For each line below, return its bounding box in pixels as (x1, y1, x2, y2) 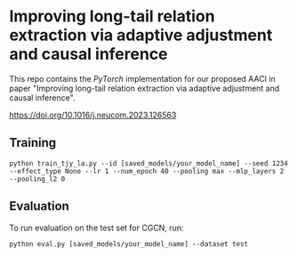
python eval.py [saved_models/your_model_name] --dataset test (9, 239, 249, 248)
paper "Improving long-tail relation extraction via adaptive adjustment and (9, 83, 280, 93)
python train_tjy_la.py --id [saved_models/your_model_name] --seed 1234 (9, 158, 289, 168)
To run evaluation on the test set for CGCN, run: (9, 222, 184, 233)
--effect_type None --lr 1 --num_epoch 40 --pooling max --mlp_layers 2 (9, 166, 285, 175)
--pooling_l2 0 (9, 174, 66, 183)
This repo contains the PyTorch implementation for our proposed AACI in (9, 73, 276, 84)
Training (9, 135, 57, 150)
